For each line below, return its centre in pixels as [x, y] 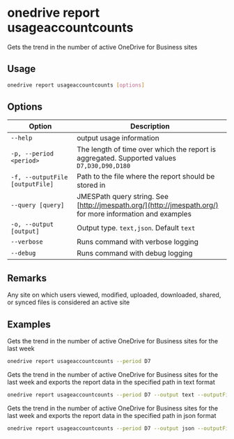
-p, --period [32, 154]
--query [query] [38, 205]
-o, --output [32, 224]
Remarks [27, 278]
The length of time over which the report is [146, 149]
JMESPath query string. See [123, 197]
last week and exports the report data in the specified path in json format [112, 415]
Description [150, 126]
